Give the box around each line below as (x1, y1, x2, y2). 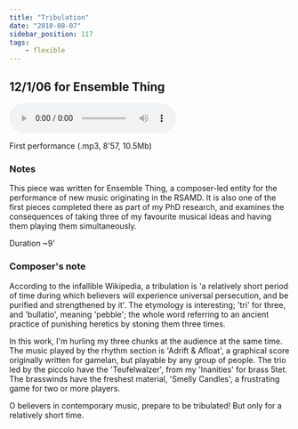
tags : (9, 37, 29, 47)
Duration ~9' (9, 238, 56, 249)
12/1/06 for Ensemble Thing (9, 79, 165, 94)
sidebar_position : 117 (9, 29, 93, 38)
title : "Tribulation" (9, 12, 90, 22)
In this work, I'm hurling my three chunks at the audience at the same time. (9, 336, 283, 346)
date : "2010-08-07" (9, 21, 82, 30)
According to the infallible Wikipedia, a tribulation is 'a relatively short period (9, 280, 289, 291)
